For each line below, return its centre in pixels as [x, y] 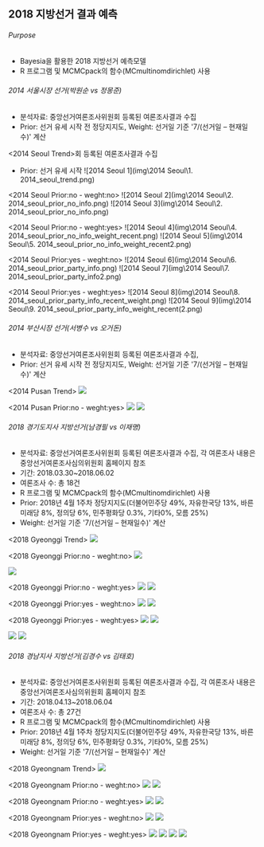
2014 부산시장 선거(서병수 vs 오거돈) [65, 328]
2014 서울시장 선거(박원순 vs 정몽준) [65, 91]
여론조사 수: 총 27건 [50, 712]
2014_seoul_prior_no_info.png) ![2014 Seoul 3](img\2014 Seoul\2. [116, 203]
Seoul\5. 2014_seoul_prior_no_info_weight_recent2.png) [100, 244]
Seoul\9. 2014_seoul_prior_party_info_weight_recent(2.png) [105, 308]
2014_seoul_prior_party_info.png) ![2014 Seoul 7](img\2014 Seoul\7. [119, 268]
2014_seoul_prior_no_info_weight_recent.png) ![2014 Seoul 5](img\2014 [126, 235]
